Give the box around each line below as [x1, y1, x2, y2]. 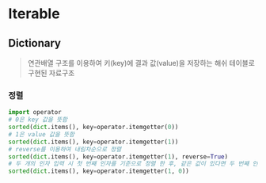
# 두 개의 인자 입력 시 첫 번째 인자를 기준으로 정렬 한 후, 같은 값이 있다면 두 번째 [8, 160, 249, 168]
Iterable [8, 5, 61, 23]
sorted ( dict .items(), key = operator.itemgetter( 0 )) [8, 124, 179, 132]
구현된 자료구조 [27, 68, 75, 78]
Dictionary [8, 36, 62, 50]
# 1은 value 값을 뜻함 [8, 130, 75, 139]
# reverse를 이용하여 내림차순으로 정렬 [8, 145, 122, 153]
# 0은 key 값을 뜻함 [8, 116, 68, 124]
